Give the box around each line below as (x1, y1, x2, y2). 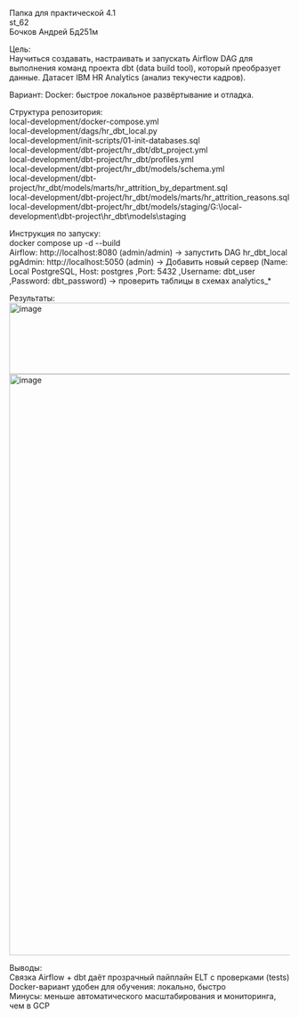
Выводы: (9, 963, 43, 973)
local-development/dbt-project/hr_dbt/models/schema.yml (9, 164, 225, 174)
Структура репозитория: (9, 107, 103, 117)
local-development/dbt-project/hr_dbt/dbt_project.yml (9, 144, 208, 155)
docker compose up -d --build (9, 238, 121, 248)
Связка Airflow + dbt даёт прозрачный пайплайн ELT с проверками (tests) (9, 972, 290, 982)
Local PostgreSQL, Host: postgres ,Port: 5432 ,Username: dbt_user (9, 267, 255, 276)
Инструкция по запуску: (9, 228, 101, 239)
